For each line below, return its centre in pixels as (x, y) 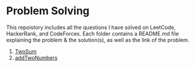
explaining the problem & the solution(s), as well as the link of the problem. (98, 40)
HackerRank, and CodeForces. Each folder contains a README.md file (92, 33)
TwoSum (26, 51)
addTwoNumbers (36, 58)
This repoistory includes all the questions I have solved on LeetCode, (91, 27)
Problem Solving (48, 11)
